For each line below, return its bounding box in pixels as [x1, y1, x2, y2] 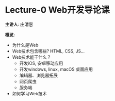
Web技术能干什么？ [12, 54, 51, 60]
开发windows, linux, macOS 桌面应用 [19, 66, 93, 72]
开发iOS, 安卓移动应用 [19, 60, 63, 66]
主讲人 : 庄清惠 [5, 21, 33, 27]
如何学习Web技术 [12, 90, 47, 96]
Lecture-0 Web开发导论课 [5, 4, 110, 16]
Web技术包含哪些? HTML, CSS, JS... [12, 48, 85, 54]
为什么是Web [12, 42, 39, 48]
